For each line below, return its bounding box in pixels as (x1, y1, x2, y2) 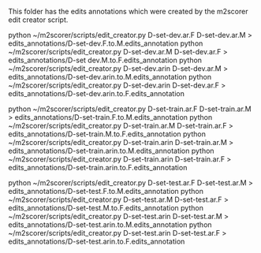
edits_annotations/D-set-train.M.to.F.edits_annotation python (8, 129, 207, 139)
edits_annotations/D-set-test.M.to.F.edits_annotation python (8, 203, 203, 212)
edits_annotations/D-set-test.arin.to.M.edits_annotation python (8, 220, 212, 229)
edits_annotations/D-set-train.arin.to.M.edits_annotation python (8, 146, 214, 155)
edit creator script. (8, 15, 69, 24)
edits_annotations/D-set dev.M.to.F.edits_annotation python (8, 55, 203, 65)
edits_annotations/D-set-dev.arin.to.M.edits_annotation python (8, 73, 211, 81)
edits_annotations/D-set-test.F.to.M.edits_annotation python (8, 187, 203, 195)
